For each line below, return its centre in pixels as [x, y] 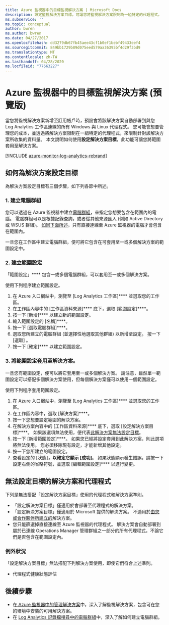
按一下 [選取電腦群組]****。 [41, 328]
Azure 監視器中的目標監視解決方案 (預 [83, 93]
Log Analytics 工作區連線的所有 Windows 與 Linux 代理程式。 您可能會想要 [82, 127]
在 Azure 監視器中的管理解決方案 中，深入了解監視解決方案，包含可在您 [86, 604]
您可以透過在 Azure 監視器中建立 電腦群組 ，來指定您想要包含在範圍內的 [79, 212]
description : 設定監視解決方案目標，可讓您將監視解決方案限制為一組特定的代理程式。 [83, 15]
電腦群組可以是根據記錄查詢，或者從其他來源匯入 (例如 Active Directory [89, 219]
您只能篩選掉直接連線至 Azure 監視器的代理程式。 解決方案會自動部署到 [87, 524]
